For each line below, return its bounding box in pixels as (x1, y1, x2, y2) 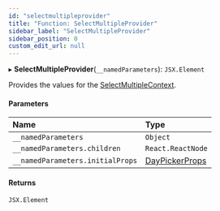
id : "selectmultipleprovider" (8, 11, 111, 20)
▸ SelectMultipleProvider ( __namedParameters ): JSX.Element (8, 64, 205, 74)
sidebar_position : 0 (8, 34, 79, 43)
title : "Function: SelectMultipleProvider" (8, 19, 158, 28)
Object (145, 133, 170, 142)
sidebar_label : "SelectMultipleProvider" (8, 27, 151, 35)
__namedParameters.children (12, 144, 121, 153)
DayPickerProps (145, 155, 207, 166)
